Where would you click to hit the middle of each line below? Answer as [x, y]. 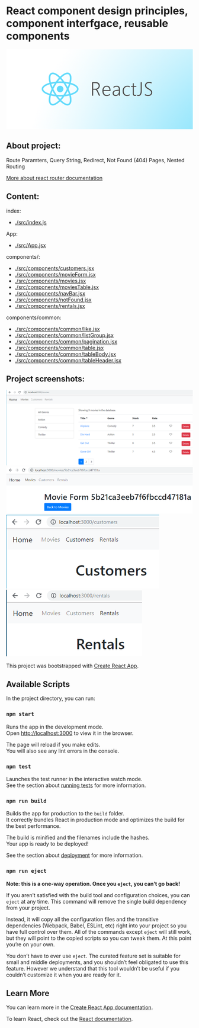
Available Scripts [38, 684]
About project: [33, 146]
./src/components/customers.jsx [54, 268]
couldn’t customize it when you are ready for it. [64, 975]
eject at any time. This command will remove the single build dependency [97, 901]
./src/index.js [31, 222]
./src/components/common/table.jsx [59, 348]
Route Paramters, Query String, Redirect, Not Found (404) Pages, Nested [95, 160]
